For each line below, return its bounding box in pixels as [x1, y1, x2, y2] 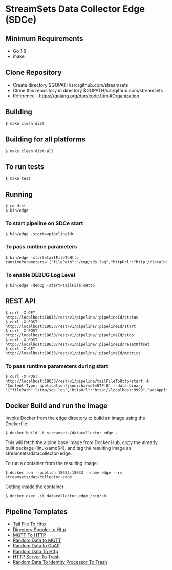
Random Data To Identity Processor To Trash [12, 559, 107, 565]
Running [5, 190, 33, 199]
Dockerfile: [5, 420, 29, 427]
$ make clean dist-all [5, 149, 54, 154]
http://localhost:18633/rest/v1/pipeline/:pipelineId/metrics [5, 350, 141, 356]
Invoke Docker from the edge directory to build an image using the [5, 415, 146, 421]
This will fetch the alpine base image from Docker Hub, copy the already [5, 439, 158, 446]
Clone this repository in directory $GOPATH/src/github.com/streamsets [12, 87, 163, 93]
